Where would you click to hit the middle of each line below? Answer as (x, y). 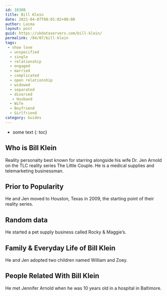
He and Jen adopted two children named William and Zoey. (66, 260)
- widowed (20, 85)
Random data (26, 220)
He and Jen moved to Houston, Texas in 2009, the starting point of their (80, 199)
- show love (20, 47)
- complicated (24, 76)
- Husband (22, 99)
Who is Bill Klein (31, 148)
